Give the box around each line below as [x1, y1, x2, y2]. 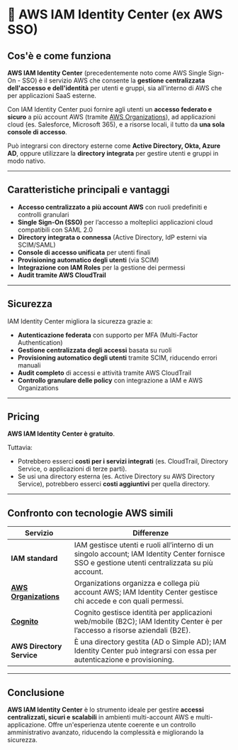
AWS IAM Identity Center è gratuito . [7, 429, 115, 438]
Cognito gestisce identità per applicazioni [74, 608, 212, 618]
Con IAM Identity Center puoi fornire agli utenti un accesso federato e [7, 105, 212, 113]
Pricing [7, 411, 40, 423]
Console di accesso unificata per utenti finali [17, 248, 151, 257]
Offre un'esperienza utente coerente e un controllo [47, 721, 196, 729]
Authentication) [17, 338, 63, 347]
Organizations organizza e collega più [74, 579, 200, 589]
